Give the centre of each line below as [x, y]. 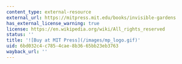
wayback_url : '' [27, 52]
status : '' [20, 35]
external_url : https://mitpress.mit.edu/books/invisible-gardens [91, 18]
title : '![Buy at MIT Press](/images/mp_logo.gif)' [73, 40]
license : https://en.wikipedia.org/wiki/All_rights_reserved [86, 29]
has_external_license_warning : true [53, 23]
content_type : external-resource [49, 12]
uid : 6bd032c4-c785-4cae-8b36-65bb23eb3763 [63, 46]
